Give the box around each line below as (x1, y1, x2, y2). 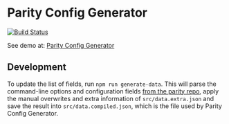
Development (7, 61, 67, 73)
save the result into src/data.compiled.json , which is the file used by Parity (7, 102, 223, 110)
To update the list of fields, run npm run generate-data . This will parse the (7, 80, 217, 88)
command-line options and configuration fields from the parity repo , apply (7, 87, 219, 95)
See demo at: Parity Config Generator (7, 41, 115, 49)
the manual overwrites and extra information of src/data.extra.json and (7, 94, 214, 103)
